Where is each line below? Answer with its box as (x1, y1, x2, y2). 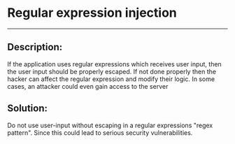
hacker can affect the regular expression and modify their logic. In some (7, 75, 215, 83)
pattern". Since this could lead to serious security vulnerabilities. (7, 128, 193, 137)
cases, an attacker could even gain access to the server (7, 82, 169, 90)
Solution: (7, 103, 48, 115)
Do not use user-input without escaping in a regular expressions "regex (7, 121, 213, 129)
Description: (7, 41, 63, 53)
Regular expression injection (7, 5, 177, 21)
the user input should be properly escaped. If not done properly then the (7, 67, 217, 75)
